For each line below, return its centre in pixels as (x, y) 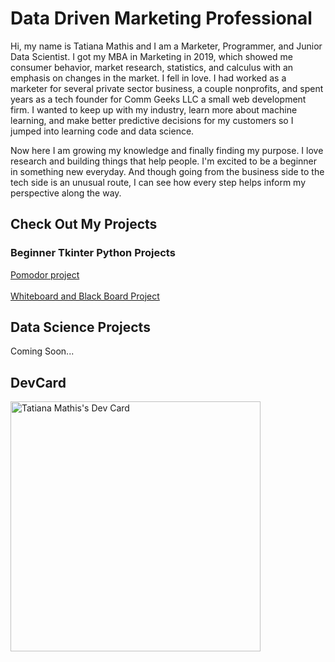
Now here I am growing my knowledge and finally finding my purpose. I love (167, 150)
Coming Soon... (42, 351)
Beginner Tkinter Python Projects (93, 253)
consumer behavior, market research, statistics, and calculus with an (152, 67)
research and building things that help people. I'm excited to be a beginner (164, 161)
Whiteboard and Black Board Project (85, 296)
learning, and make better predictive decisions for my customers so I (152, 120)
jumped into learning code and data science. (102, 131)
